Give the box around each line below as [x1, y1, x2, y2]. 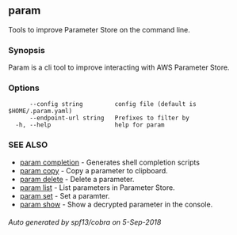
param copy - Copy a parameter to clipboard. [19, 165, 168, 175]
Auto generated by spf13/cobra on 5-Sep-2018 [8, 218, 162, 227]
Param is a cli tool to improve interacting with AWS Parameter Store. [8, 63, 230, 72]
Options [8, 82, 40, 93]
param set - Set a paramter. [19, 191, 110, 200]
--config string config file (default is [29, 100, 197, 108]
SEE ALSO [8, 139, 48, 150]
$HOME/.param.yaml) [8, 108, 73, 116]
